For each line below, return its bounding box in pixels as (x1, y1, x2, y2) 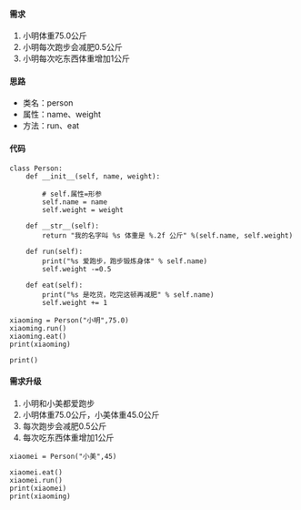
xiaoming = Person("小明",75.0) (9, 315, 129, 325)
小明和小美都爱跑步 (22, 397, 95, 409)
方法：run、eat (22, 120, 80, 131)
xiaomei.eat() (9, 467, 64, 477)
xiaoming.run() (9, 323, 67, 332)
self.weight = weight (42, 205, 125, 214)
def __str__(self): (25, 221, 100, 230)
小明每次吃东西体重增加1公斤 (22, 53, 130, 64)
